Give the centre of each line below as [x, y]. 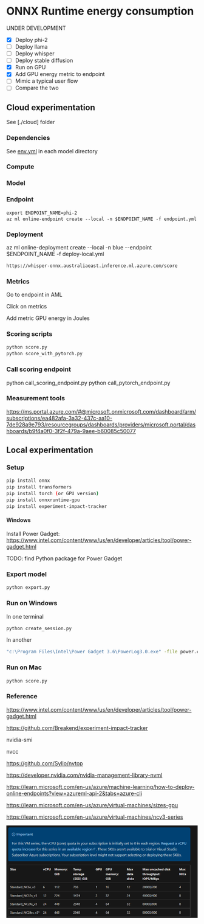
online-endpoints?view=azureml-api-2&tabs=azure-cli [74, 793]
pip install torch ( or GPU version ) [53, 494]
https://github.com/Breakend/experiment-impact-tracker [77, 728]
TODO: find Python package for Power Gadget [64, 558]
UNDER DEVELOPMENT [36, 28]
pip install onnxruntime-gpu [43, 500]
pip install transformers [39, 487]
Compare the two [37, 88]
